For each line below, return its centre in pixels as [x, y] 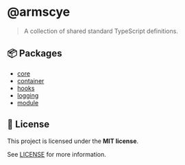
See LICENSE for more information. [57, 154]
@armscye [39, 12]
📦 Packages [35, 53]
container [30, 80]
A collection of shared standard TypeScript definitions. [101, 31]
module [28, 102]
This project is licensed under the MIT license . [73, 141]
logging [28, 95]
